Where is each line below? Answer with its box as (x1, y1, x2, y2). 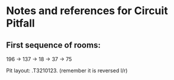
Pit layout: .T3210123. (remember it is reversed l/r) (6, 67, 128, 74)
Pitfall (6, 16, 36, 30)
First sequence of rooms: (6, 40, 101, 50)
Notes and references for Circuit (6, 4, 168, 18)
